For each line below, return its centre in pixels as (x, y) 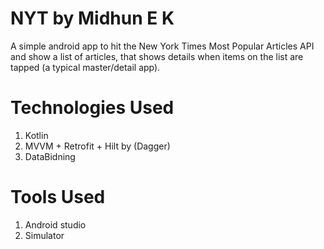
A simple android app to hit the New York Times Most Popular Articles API (162, 46)
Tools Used (58, 197)
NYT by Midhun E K (92, 18)
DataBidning (50, 156)
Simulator (44, 235)
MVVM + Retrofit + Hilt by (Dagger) (97, 146)
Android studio (55, 224)
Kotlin (36, 135)
